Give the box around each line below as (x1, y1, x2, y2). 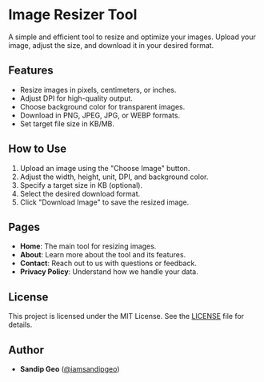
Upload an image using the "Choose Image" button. (19, 163, 190, 173)
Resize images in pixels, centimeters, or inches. (19, 85, 177, 94)
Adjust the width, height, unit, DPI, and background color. (19, 172, 209, 181)
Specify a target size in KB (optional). (19, 180, 142, 189)
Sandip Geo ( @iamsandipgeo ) (19, 364, 120, 373)
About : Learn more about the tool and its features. (19, 250, 186, 260)
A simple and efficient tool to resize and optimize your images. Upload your (8, 32, 256, 42)
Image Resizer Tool (8, 6, 138, 24)
